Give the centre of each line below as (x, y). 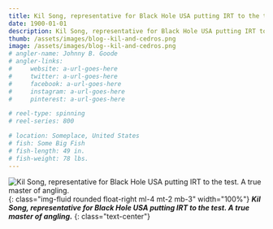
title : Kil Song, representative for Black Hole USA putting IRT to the (134, 16)
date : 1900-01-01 (38, 24)
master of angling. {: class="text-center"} (80, 216)
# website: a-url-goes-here (63, 69)
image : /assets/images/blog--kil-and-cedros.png (92, 46)
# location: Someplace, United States (74, 136)
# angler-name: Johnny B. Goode (63, 54)
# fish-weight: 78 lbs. (49, 158)
